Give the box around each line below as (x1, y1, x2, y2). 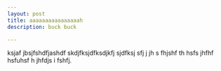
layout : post (7, 10, 46, 18)
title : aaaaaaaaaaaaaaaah (7, 17, 83, 24)
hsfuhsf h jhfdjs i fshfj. (7, 56, 72, 65)
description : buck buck (7, 23, 77, 30)
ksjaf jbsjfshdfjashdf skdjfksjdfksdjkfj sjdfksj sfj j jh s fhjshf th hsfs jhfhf (7, 49, 214, 57)
